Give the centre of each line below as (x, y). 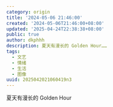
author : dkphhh (26, 40)
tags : (13, 52)
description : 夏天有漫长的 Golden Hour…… (57, 46)
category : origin (28, 12)
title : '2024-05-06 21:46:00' (45, 18)
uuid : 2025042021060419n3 (39, 80)
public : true (23, 35)
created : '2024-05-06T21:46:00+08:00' (55, 23)
